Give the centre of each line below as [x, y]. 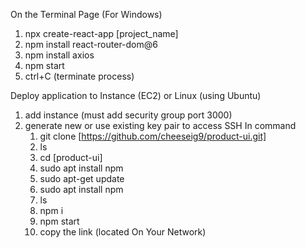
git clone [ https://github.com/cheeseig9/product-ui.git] [153, 136]
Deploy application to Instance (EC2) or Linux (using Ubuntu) [136, 95]
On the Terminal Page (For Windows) [86, 14]
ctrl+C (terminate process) [79, 76]
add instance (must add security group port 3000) [128, 115]
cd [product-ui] [71, 157]
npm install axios [59, 55]
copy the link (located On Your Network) [123, 232]
